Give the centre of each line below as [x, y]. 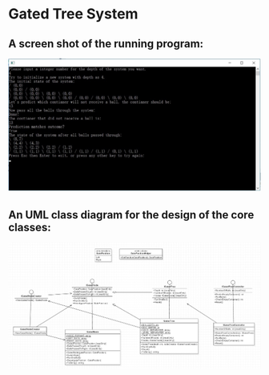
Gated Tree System [73, 14]
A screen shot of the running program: [106, 44]
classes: [30, 227]
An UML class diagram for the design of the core [131, 215]
